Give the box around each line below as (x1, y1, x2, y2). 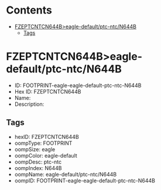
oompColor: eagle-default (14, 152, 77, 159)
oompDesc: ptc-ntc (14, 158, 62, 165)
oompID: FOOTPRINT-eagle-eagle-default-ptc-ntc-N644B (14, 177, 155, 184)
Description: (14, 101, 44, 108)
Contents (6, 4, 53, 17)
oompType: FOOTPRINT (14, 139, 73, 146)
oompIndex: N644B (14, 164, 62, 171)
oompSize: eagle (14, 145, 56, 153)
